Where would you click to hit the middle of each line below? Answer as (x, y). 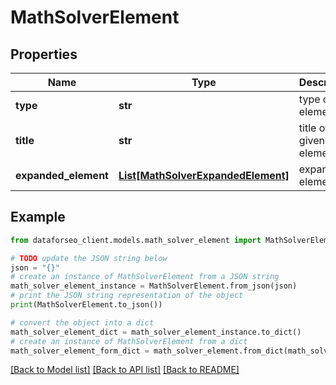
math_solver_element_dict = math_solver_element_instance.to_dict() (156, 332)
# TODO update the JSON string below (89, 258)
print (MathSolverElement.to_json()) (86, 305)
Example (38, 217)
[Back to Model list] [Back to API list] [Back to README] (125, 370)
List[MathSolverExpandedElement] (204, 175)
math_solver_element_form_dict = (80, 351)
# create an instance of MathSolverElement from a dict (129, 341)
